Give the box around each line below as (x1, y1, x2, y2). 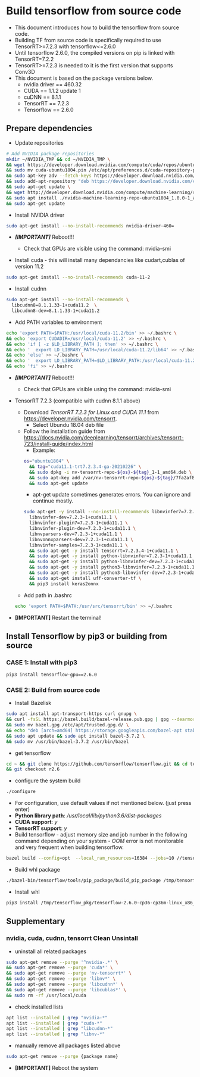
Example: (32, 447, 55, 454)
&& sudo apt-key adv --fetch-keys (6, 173, 92, 179)
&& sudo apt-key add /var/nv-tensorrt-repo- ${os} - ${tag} (29, 474, 174, 480)
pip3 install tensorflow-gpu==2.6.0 (6, 672, 97, 678)
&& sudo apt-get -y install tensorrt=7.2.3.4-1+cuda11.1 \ (29, 548, 179, 554)
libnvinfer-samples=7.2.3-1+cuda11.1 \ (29, 542, 128, 548)
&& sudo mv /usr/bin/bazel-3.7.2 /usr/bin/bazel (6, 738, 129, 745)
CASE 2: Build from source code (6, 686, 101, 694)
